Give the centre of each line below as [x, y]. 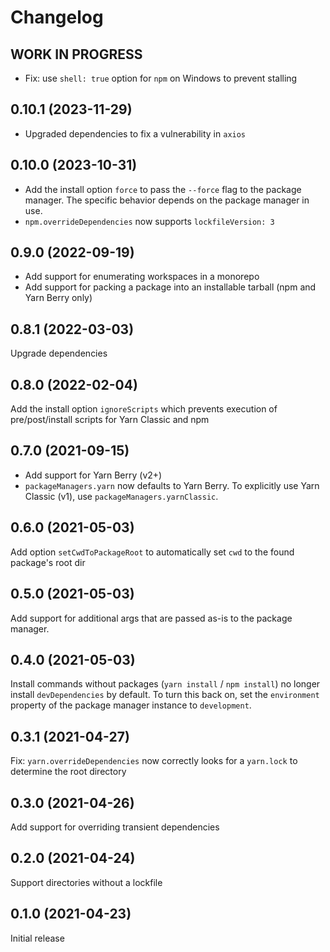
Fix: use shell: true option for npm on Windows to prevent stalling [161, 78]
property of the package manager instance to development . [131, 705]
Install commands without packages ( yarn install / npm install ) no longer [165, 684]
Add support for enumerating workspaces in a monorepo [142, 277]
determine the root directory [68, 772]
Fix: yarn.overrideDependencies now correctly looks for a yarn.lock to [154, 761]
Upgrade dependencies [59, 353]
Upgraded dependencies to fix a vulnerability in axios [135, 133]
